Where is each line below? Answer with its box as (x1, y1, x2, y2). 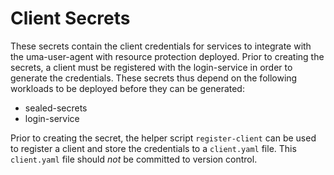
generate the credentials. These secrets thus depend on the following (10, 72, 298, 84)
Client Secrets (10, 7, 131, 30)
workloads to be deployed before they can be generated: (10, 82, 245, 94)
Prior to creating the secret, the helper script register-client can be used (10, 132, 317, 144)
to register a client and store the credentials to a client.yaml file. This (10, 142, 297, 154)
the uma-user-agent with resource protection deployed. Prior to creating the (10, 50, 325, 62)
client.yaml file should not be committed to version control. (10, 153, 258, 165)
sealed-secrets (24, 102, 88, 114)
